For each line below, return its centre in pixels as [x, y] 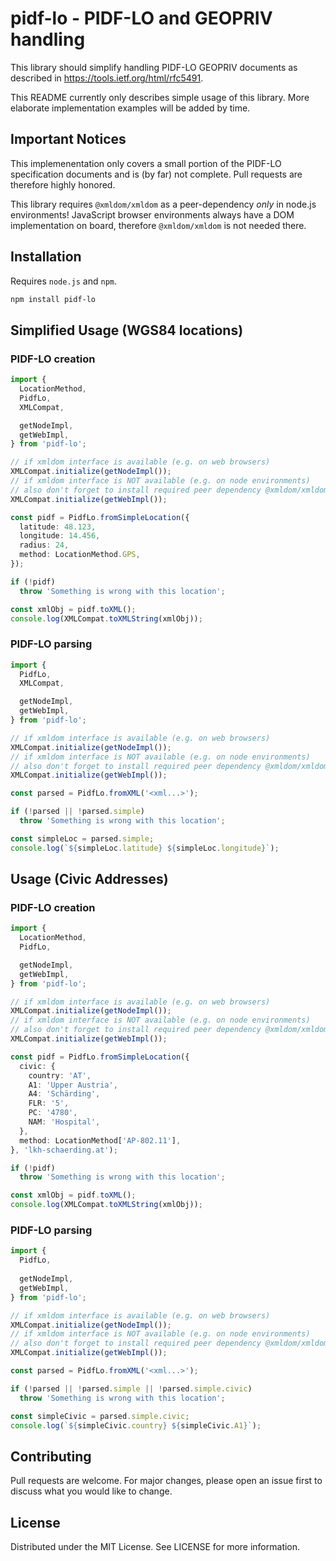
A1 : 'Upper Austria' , [73, 1085]
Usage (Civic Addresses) [89, 879]
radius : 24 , [44, 545]
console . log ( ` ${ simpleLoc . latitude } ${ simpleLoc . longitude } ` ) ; [145, 848]
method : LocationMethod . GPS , [80, 555]
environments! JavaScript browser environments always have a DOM [152, 214]
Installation [46, 257]
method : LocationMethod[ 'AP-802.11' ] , [100, 1140]
